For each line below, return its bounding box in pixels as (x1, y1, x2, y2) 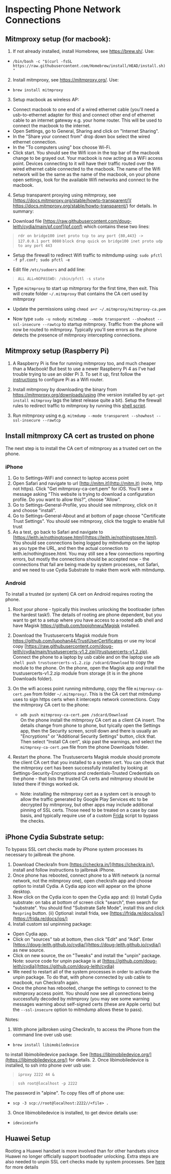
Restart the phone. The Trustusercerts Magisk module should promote (12, 754, 160, 760)
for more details (5, 1164, 39, 1170)
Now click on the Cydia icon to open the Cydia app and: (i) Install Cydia (12, 894, 162, 900)
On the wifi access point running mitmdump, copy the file (12, 686, 133, 692)
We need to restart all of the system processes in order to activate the (12, 969, 159, 975)
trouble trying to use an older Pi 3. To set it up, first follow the (12, 371, 141, 377)
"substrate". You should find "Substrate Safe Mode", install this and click (12, 905, 164, 911)
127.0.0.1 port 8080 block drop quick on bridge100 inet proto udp (17, 239, 163, 244)
